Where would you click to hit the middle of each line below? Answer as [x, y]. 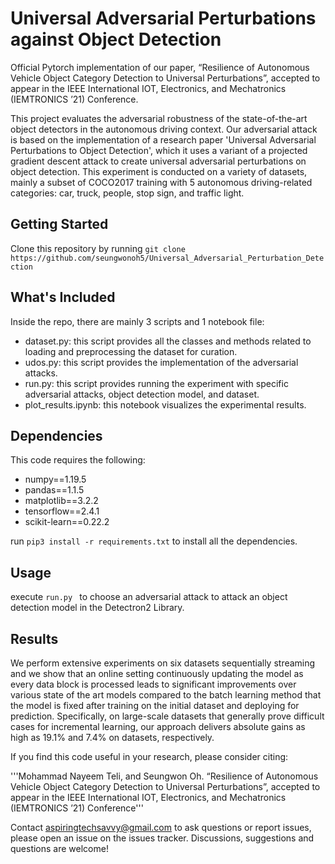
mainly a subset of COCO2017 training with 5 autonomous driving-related [161, 182]
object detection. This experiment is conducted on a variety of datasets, [159, 171]
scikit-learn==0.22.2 [67, 522]
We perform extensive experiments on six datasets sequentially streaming [163, 663]
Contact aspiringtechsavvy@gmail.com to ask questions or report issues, [161, 827]
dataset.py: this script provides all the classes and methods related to [168, 341]
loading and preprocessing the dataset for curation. [131, 351]
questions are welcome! [59, 848]
